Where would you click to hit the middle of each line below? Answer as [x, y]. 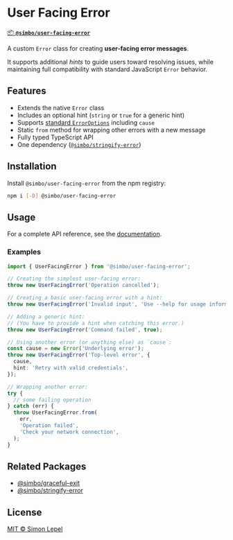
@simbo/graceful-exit [49, 483]
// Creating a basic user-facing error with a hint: [85, 298]
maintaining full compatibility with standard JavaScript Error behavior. [107, 69]
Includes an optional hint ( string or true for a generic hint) [101, 115]
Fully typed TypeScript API [55, 137]
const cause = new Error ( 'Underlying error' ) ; [76, 349]
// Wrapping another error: [48, 387]
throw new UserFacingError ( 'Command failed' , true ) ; [85, 330]
